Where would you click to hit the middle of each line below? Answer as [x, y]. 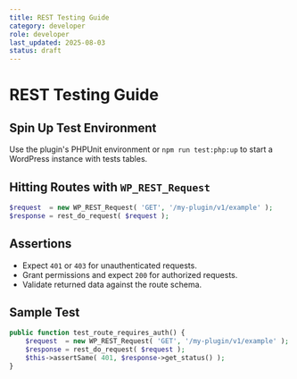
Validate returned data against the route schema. [112, 284]
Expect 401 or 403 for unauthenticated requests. [110, 265]
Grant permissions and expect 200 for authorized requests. [130, 274]
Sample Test [45, 312]
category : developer [48, 26]
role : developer [39, 34]
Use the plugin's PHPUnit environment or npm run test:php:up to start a [141, 149]
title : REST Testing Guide [59, 17]
